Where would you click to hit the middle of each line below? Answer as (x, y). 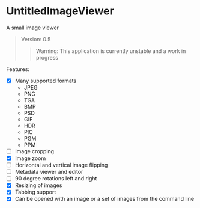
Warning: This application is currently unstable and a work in (111, 51)
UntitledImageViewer (60, 11)
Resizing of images (38, 185)
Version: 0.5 (36, 39)
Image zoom (30, 158)
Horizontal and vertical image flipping (61, 165)
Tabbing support (35, 192)
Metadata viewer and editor (49, 172)
